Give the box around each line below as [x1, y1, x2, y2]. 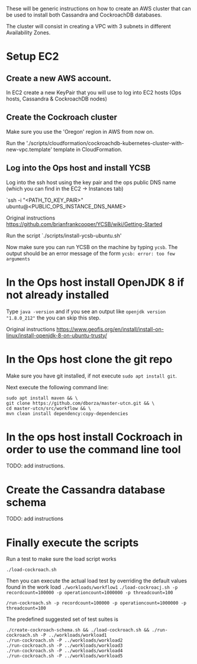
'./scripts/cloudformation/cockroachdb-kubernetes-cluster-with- [26, 139, 185, 147]
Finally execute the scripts [6, 536, 139, 549]
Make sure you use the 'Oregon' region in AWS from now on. [6, 128, 154, 135]
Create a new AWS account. [6, 73, 111, 83]
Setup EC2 [6, 50, 59, 63]
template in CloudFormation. [53, 146, 122, 153]
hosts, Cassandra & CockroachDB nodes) [6, 95, 108, 102]
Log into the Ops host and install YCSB [6, 163, 151, 173]
